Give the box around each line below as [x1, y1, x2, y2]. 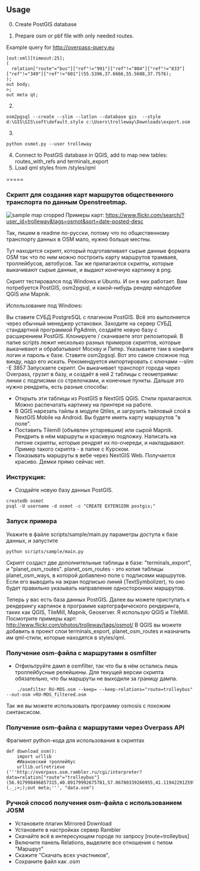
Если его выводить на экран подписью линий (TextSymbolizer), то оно [6, 578, 185, 585]
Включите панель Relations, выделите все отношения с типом [14, 839, 173, 846]
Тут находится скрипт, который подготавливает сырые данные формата [6, 247, 190, 255]
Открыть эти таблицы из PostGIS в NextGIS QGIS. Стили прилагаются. [14, 395, 193, 402]
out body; [6, 81, 31, 87]
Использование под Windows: [6, 302, 83, 309]
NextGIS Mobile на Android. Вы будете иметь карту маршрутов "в [14, 414, 181, 421]
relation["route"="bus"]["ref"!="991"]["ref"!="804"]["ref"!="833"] [11, 66, 185, 72]
